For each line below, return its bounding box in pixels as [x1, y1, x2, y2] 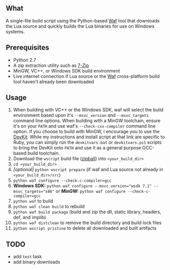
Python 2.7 [13, 57, 36, 63]
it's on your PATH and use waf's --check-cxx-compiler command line [13, 123, 156, 129]
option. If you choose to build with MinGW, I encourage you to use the [13, 129, 160, 135]
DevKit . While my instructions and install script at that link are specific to [13, 134, 165, 140]
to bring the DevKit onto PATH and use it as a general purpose [13, 145, 141, 151]
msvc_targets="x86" [13, 189, 55, 194]
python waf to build [13, 198, 53, 204]
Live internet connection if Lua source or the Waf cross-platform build [13, 73, 160, 79]
